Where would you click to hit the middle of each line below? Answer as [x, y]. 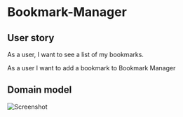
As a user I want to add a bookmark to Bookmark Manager [91, 68]
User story [31, 38]
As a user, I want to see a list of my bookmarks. [75, 54]
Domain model [40, 90]
